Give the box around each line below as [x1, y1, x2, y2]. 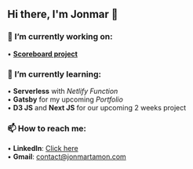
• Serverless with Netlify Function [7, 86, 118, 95]
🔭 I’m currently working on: [7, 31, 113, 42]
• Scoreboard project [7, 49, 78, 59]
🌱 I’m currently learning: [7, 68, 101, 79]
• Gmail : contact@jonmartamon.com [7, 152, 126, 161]
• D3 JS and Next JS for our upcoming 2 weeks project [7, 102, 187, 112]
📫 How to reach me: [7, 123, 87, 134]
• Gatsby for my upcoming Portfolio [7, 95, 123, 104]
